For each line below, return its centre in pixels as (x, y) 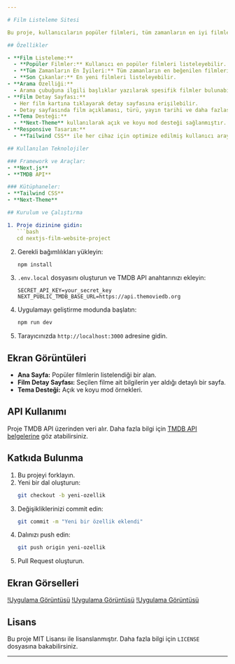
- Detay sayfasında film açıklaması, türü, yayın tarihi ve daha (111, 110)
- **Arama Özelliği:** (40, 84)
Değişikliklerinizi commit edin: (60, 509)
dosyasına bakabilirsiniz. (43, 646)
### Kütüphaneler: (34, 187)
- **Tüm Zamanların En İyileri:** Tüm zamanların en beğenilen (107, 71)
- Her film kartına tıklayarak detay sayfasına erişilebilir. (106, 103)
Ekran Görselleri (43, 583)
